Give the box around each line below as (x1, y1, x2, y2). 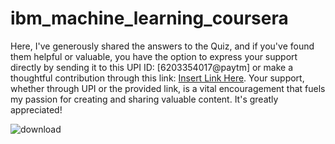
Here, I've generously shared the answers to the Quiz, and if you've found (10, 40, 315, 52)
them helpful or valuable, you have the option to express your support (10, 50, 298, 62)
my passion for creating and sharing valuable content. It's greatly (10, 93, 279, 105)
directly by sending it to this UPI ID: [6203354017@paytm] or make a (10, 61, 293, 73)
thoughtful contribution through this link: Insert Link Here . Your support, (10, 72, 305, 84)
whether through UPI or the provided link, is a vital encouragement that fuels (10, 82, 326, 94)
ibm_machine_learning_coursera (10, 7, 289, 30)
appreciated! (10, 103, 63, 116)
